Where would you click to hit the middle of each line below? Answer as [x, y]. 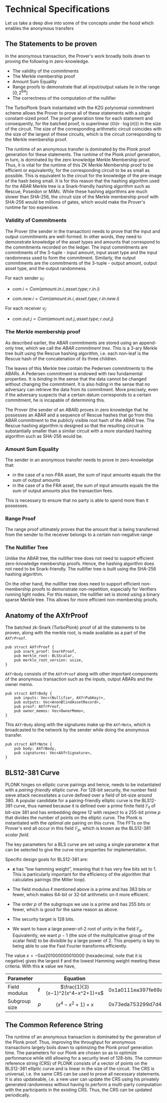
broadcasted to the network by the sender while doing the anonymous [77, 730]
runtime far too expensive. [32, 207]
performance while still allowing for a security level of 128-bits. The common [83, 1058]
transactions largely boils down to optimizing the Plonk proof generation [79, 1048]
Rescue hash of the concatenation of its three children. [61, 358]
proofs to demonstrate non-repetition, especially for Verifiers [94, 589]
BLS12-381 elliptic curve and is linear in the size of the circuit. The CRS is [80, 1069]
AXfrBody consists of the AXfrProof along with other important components [82, 674]
